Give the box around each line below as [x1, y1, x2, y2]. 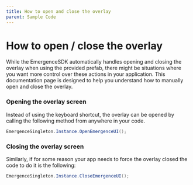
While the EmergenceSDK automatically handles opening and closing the [6, 58, 182, 65]
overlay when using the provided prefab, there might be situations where [6, 65, 181, 72]
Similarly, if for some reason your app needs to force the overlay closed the [6, 155, 188, 162]
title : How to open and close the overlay [6, 8, 111, 15]
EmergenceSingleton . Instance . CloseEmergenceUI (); [6, 173, 130, 179]
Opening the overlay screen [6, 97, 87, 106]
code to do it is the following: [6, 162, 76, 169]
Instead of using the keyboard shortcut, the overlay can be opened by [6, 111, 174, 118]
